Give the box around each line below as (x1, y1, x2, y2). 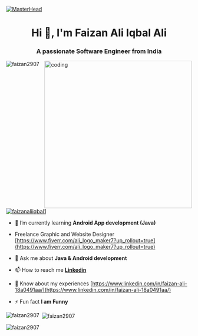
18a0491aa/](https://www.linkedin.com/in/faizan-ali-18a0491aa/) (14, 286, 171, 294)
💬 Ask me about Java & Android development (14, 255, 127, 262)
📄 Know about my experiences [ (14, 280, 93, 287)
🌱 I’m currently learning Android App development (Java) (14, 219, 156, 226)
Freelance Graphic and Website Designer (14, 230, 115, 238)
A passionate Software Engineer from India (36, 47, 162, 55)
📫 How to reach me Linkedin (14, 266, 87, 274)
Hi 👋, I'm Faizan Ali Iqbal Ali (31, 27, 167, 39)
